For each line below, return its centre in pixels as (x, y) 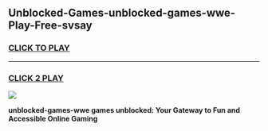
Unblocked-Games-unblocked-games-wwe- (122, 13)
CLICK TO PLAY (39, 48)
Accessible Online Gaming (53, 118)
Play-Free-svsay (51, 26)
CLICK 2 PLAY (36, 78)
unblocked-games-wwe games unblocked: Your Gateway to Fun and (124, 110)
